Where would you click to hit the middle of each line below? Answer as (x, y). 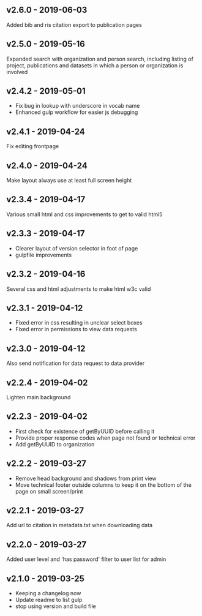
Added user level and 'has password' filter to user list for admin (86, 559)
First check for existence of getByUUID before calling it (85, 431)
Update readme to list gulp (49, 600)
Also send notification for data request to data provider (76, 363)
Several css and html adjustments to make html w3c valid (79, 289)
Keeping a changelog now (48, 593)
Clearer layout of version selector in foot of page (77, 248)
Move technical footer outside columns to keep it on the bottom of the (103, 485)
